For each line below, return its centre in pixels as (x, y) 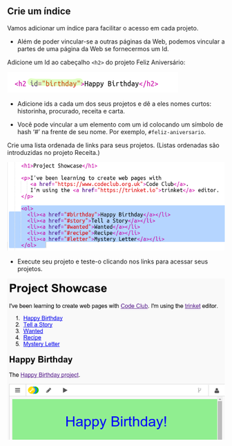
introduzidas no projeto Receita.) (54, 152)
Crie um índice (39, 11)
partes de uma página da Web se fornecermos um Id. (93, 48)
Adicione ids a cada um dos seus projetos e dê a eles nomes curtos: (114, 104)
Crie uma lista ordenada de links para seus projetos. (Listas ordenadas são (113, 145)
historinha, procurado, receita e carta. (71, 111)
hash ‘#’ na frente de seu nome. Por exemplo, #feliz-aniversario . (111, 131)
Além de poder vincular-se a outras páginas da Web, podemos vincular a (121, 41)
